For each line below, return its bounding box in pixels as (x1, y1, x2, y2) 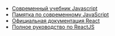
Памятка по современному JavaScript (11, 11, 109, 18)
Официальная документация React (11, 17, 100, 24)
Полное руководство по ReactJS (11, 23, 95, 30)
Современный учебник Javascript (11, 5, 98, 12)
